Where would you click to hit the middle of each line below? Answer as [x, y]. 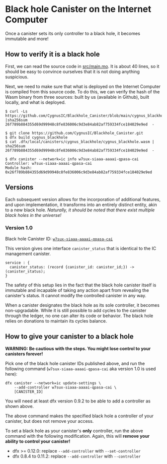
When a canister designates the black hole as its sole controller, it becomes [83, 305]
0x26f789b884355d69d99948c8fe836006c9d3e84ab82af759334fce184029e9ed [79, 172]
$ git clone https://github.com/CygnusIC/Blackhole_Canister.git [74, 133]
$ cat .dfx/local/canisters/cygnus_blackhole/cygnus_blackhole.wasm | [80, 142]
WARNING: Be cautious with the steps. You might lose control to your [78, 348]
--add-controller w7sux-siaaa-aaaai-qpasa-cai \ [65, 387]
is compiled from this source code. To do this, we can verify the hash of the [83, 92]
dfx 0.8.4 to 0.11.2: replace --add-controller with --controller [76, 456]
